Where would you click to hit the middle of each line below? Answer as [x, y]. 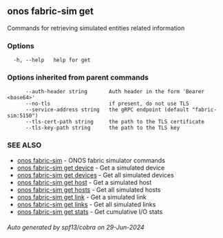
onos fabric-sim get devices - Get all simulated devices [95, 175]
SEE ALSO [24, 146]
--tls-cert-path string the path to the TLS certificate [115, 122]
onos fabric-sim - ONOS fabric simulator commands [91, 160]
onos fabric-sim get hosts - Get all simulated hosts [89, 190]
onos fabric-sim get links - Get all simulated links [86, 204]
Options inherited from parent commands [78, 77]
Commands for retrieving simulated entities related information [96, 28]
